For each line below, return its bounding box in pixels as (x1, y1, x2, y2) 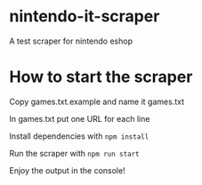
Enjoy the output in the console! (9, 165, 126, 175)
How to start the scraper (9, 67, 193, 87)
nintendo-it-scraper (9, 6, 160, 27)
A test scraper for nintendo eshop (9, 36, 133, 46)
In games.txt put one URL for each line (9, 113, 150, 124)
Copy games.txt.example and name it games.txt (9, 96, 185, 107)
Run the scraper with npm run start (9, 148, 140, 158)
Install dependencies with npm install (9, 131, 149, 141)
